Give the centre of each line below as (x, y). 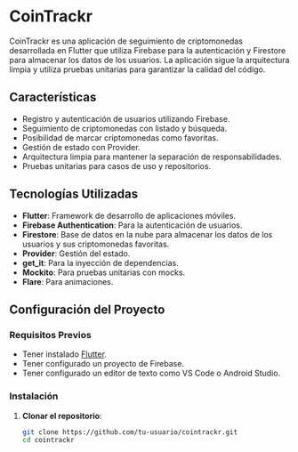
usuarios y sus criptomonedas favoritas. (96, 244)
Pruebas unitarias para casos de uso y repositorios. (117, 165)
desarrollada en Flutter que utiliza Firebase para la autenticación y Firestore (148, 50)
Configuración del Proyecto (87, 309)
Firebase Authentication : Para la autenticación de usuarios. (132, 225)
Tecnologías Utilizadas (74, 194)
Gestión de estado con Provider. (81, 147)
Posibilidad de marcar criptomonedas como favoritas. (120, 137)
